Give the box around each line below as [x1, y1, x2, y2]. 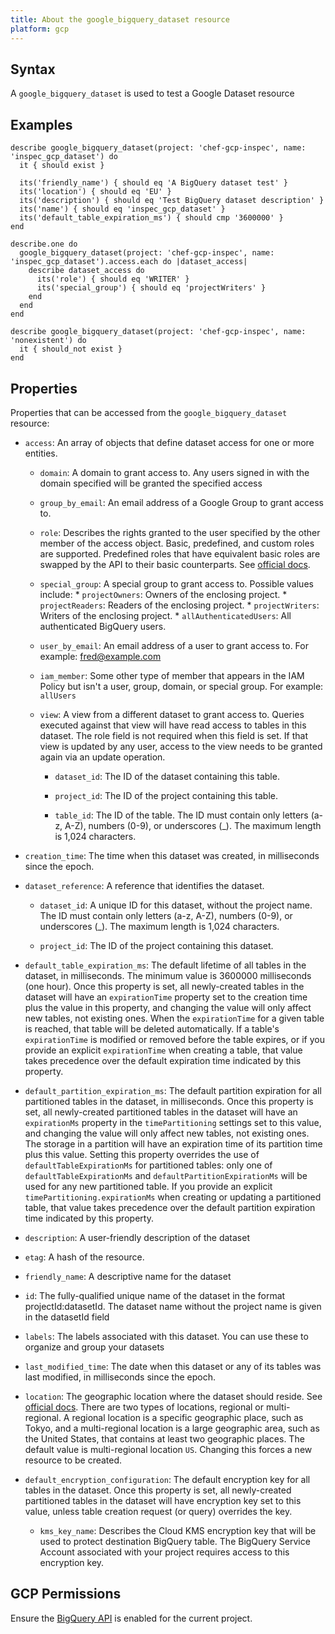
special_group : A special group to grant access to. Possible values [39, 577, 314, 590]
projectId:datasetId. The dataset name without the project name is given [24, 1300, 322, 1312]
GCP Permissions [10, 1586, 122, 1603]
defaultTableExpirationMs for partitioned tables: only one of [24, 1159, 273, 1171]
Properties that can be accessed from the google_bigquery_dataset [10, 406, 288, 418]
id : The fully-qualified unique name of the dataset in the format [24, 1289, 286, 1301]
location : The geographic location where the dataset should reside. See [24, 1390, 323, 1402]
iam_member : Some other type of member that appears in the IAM [39, 669, 305, 681]
